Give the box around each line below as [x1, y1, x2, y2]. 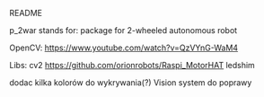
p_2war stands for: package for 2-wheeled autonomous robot [9, 25, 238, 35]
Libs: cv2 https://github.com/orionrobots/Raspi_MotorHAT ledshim [9, 60, 256, 70]
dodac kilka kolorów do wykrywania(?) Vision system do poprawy [9, 77, 252, 88]
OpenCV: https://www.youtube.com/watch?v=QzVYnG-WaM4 [9, 42, 239, 53]
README [9, 8, 43, 18]
